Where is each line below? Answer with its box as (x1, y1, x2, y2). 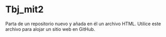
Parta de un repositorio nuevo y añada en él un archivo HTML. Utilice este (5, 21, 161, 27)
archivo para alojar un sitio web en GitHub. (5, 26, 95, 32)
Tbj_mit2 (5, 4, 44, 15)
